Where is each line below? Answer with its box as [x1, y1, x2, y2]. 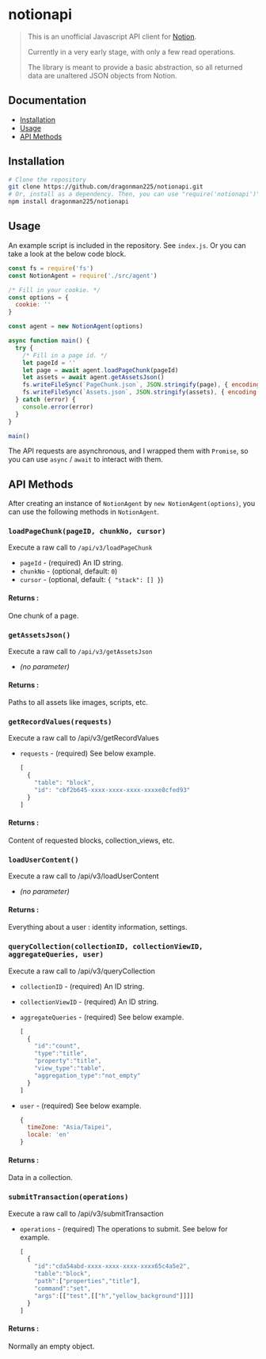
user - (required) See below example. [19, 1101, 142, 1110]
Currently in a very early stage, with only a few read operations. [27, 47, 236, 56]
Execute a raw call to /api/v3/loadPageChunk [8, 542, 153, 552]
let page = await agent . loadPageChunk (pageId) [22, 366, 179, 374]
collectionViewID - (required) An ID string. [19, 996, 159, 1007]
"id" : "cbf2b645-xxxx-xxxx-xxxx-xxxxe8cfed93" [34, 786, 191, 794]
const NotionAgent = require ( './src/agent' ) [8, 272, 158, 280]
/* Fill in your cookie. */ [8, 286, 101, 294]
